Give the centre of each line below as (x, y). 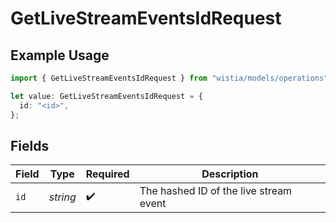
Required (107, 174)
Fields (30, 145)
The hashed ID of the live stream (216, 191)
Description (230, 174)
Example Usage (60, 55)
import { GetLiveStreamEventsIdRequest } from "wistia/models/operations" (169, 78)
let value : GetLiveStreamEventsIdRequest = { (106, 96)
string (62, 197)
